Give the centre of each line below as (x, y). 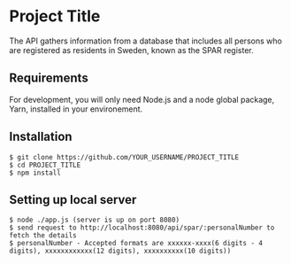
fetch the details (43, 236)
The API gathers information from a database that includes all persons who (146, 41)
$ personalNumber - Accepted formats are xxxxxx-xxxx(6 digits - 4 (136, 244)
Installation (41, 137)
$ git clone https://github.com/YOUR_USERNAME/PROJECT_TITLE (124, 157)
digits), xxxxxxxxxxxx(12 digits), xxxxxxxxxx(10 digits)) (120, 251)
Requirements (49, 78)
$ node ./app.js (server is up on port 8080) (94, 220)
